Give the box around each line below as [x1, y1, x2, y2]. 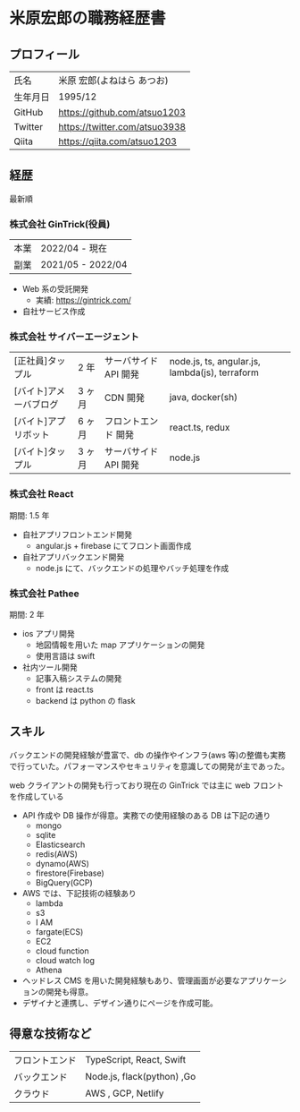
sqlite [35, 829, 56, 840]
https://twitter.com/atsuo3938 [58, 121, 186, 133]
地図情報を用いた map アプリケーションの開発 [35, 639, 205, 650]
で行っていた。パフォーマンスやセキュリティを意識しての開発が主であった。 [9, 760, 290, 771]
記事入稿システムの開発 [35, 673, 122, 683]
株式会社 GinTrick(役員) [9, 218, 111, 230]
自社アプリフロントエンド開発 [21, 529, 132, 540]
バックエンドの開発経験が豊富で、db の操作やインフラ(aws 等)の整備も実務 [9, 749, 286, 760]
